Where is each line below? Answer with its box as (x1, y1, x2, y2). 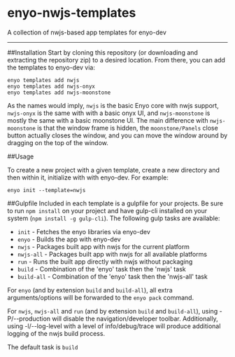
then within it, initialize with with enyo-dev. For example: (7, 173, 169, 182)
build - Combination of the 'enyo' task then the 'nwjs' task (17, 264, 187, 273)
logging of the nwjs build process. (7, 329, 106, 337)
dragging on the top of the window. (7, 138, 108, 147)
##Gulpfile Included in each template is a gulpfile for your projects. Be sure (7, 198, 224, 208)
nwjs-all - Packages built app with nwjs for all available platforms (17, 250, 208, 258)
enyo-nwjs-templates (7, 5, 136, 21)
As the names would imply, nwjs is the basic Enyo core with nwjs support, (7, 101, 219, 109)
